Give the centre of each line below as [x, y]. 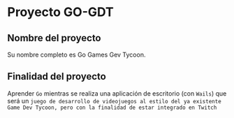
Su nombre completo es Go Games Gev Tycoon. [76, 54]
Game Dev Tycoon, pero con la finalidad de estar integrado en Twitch [112, 108]
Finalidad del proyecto [57, 76]
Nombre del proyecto [54, 38]
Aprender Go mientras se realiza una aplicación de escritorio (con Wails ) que [117, 93]
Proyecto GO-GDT [60, 12]
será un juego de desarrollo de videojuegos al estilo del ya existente [114, 101]
